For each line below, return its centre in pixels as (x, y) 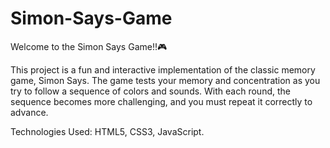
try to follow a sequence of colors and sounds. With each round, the (150, 91)
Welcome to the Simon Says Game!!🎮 (89, 46)
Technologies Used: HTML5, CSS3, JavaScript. (107, 131)
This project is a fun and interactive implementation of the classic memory (163, 69)
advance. (29, 112)
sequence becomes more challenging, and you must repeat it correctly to (161, 101)
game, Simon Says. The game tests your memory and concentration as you (165, 80)
